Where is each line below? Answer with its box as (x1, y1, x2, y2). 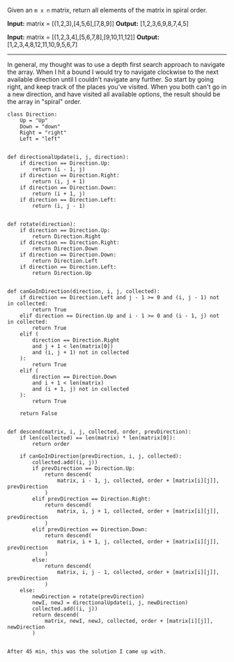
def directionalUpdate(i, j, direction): (7, 153, 130, 160)
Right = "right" (19, 129, 68, 136)
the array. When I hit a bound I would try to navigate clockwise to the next (7, 68, 219, 76)
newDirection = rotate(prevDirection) (32, 593, 145, 600)
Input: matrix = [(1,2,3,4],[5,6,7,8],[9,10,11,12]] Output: (7, 33, 160, 41)
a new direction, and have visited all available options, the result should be (7, 90, 221, 98)
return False (19, 410, 58, 417)
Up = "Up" (19, 117, 49, 124)
